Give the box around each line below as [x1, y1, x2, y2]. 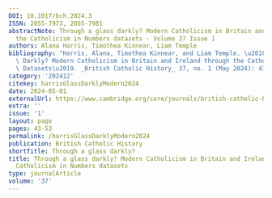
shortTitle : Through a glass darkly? [8, 147, 136, 155]
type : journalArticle [8, 170, 82, 178]
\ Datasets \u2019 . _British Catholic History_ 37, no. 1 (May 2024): [15, 65, 255, 73]
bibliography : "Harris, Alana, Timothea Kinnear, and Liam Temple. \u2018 [8, 49, 266, 57]
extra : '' [8, 102, 42, 110]
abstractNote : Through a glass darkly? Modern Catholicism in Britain [8, 27, 252, 35]
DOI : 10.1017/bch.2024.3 [8, 11, 92, 20]
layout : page [8, 117, 53, 125]
